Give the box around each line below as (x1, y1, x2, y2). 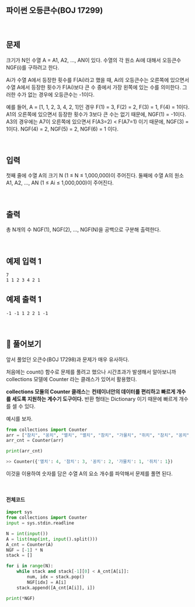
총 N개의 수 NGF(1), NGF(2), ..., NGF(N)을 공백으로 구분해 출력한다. (6, 226, 161, 233)
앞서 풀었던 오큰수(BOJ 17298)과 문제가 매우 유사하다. (6, 356, 130, 363)
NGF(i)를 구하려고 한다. (6, 64, 60, 71)
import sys (6, 509, 33, 515)
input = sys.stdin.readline (6, 520, 75, 526)
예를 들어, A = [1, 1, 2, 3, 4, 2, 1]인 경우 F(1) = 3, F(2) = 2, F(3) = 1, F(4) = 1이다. (6, 103, 190, 110)
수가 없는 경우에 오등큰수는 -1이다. (16, 91, 95, 98)
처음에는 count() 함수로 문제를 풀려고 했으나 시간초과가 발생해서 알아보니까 (6, 368, 176, 375)
